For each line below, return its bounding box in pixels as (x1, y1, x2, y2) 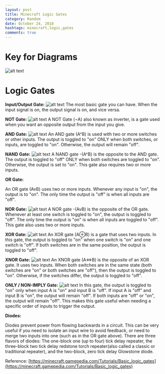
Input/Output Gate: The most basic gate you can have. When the (5, 101, 158, 107)
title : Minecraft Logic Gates (5, 12, 67, 17)
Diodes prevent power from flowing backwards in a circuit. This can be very (5, 322, 159, 328)
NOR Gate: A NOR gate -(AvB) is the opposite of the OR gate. (5, 206, 149, 212)
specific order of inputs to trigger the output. (5, 303, 96, 309)
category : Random (5, 16, 41, 21)
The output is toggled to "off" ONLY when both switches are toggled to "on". (5, 156, 161, 162)
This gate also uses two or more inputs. (5, 222, 85, 228)
